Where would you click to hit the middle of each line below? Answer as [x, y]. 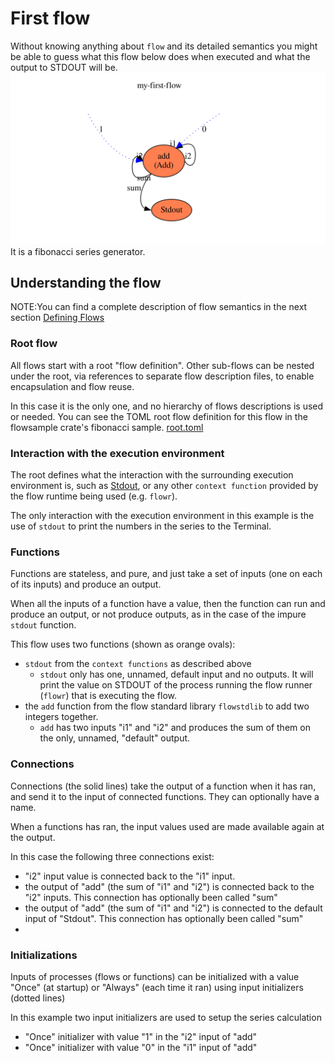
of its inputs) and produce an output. [86, 584]
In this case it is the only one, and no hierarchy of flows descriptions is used [167, 406]
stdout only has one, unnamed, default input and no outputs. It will [176, 674]
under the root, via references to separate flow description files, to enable [162, 376]
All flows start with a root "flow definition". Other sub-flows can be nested [162, 365]
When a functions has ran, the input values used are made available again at [167, 826]
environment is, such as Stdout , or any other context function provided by [164, 485]
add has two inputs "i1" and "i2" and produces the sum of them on [175, 728]
